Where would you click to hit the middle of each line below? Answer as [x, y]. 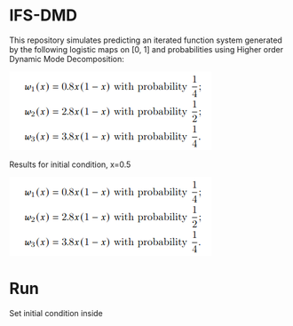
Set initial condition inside [56, 313]
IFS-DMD [44, 16]
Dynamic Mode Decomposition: [67, 59]
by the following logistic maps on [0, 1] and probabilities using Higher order [146, 49]
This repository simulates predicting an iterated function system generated [146, 40]
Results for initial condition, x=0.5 [70, 164]
